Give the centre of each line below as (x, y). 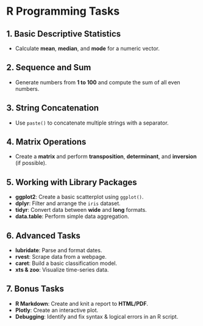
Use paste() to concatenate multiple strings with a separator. (92, 123)
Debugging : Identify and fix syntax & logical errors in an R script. (97, 316)
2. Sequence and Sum (49, 67)
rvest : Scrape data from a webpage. (61, 257)
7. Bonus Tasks (35, 289)
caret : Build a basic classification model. (66, 263)
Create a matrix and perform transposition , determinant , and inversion (106, 156)
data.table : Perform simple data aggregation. (72, 216)
